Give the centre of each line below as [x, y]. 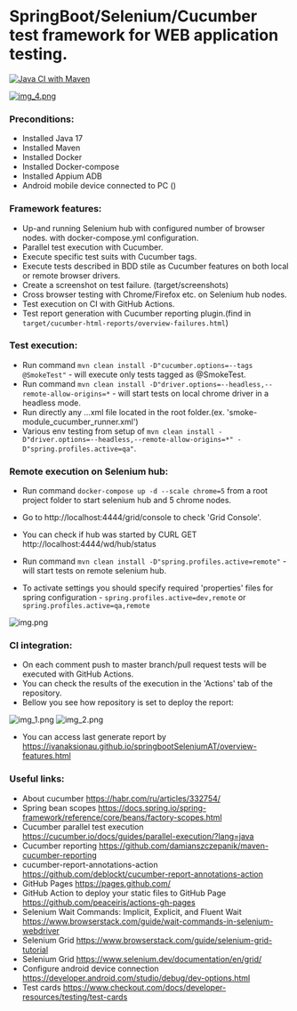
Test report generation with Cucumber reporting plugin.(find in [136, 313]
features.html [46, 756]
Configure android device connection [90, 968]
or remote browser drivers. [71, 275]
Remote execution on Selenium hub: [89, 471]
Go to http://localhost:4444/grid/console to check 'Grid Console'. [142, 518]
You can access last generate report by [94, 737]
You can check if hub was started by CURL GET [109, 534]
